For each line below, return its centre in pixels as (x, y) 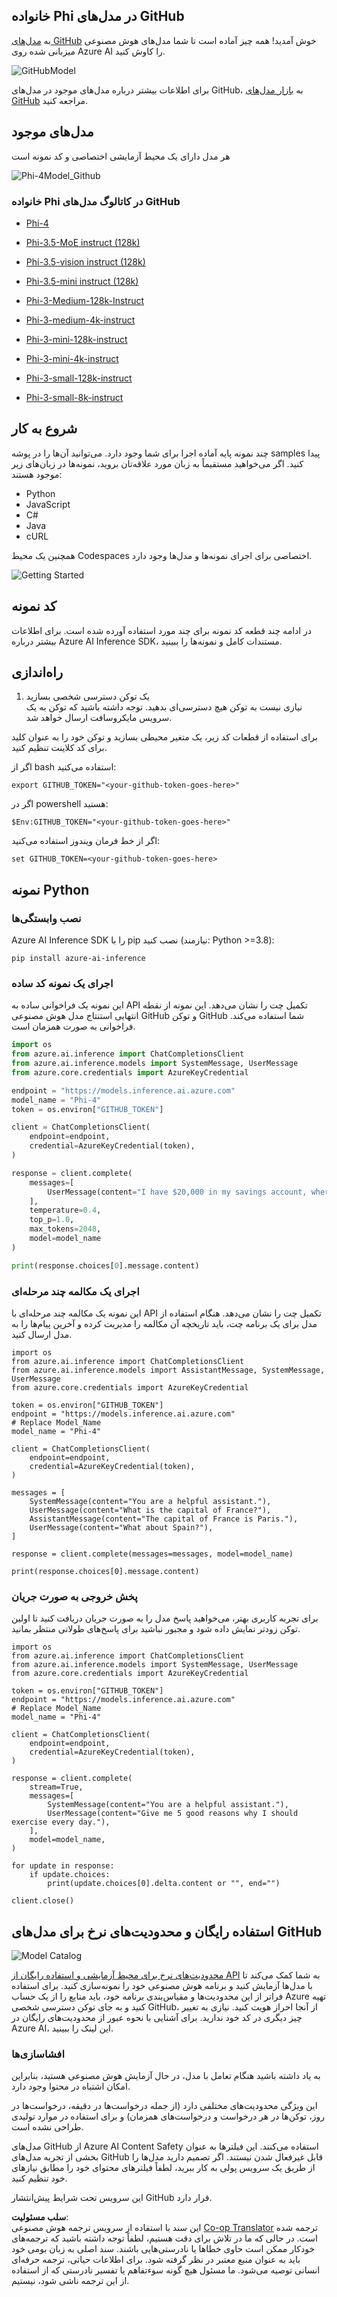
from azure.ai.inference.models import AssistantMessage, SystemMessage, (168, 1370)
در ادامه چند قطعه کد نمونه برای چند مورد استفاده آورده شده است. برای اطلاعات (162, 630)
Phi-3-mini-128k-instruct (76, 339)
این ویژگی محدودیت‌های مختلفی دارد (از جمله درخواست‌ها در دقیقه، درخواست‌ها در (164, 2106)
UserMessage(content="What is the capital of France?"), (150, 1510)
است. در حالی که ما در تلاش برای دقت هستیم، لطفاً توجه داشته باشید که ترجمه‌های (164, 2238)
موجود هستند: (37, 474)
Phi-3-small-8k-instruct (74, 397)
